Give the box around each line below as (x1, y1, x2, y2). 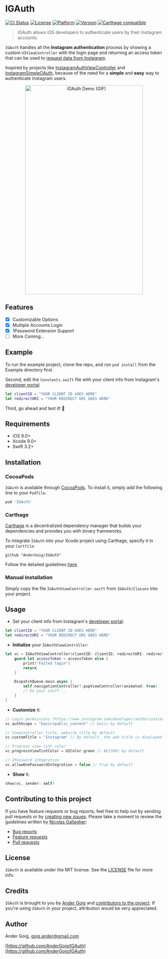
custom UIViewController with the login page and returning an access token (5, 50, 162, 56)
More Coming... (12, 333, 45, 339)
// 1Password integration (5, 758, 59, 763)
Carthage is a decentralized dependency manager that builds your (5, 523, 142, 529)
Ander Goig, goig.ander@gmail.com (5, 933, 79, 939)
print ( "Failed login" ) (23, 661, 70, 666)
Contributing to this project (5, 795, 91, 803)
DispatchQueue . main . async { (14, 679, 72, 684)
